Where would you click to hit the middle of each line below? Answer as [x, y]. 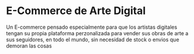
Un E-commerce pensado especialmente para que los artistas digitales [92, 27]
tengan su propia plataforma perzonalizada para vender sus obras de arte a [97, 33]
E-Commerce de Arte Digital [76, 11]
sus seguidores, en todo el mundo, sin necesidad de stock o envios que [93, 39]
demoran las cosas [29, 46]
